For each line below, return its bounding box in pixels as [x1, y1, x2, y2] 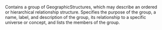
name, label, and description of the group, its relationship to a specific [5, 15, 146, 20]
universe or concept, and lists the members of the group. [5, 19, 120, 25]
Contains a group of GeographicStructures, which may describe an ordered [5, 4, 158, 10]
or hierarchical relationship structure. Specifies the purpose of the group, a [5, 9, 156, 15]
